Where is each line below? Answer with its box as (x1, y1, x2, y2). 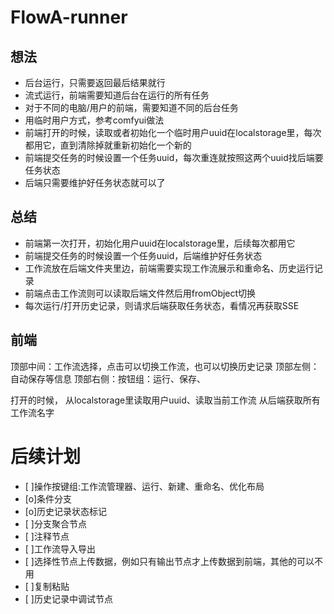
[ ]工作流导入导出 (24, 542, 96, 555)
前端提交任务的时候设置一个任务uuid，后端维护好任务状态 (24, 249, 263, 261)
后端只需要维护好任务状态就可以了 (24, 177, 166, 188)
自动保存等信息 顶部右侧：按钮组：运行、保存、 (10, 372, 206, 385)
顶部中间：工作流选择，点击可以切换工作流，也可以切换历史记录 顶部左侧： (10, 360, 320, 372)
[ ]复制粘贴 (24, 580, 70, 592)
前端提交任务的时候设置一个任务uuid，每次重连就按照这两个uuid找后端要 (24, 152, 324, 163)
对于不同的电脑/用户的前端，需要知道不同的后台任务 (24, 102, 239, 113)
